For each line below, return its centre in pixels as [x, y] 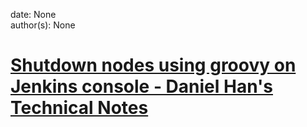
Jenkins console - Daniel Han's [141, 86]
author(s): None [43, 25]
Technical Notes [79, 108]
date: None [33, 14]
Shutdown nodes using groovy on [153, 65]
